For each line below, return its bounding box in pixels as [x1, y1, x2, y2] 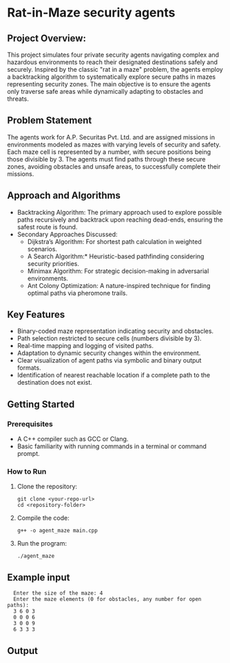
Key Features [7, 309, 65, 320]
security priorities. [27, 259, 79, 267]
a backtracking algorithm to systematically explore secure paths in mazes [7, 73, 216, 81]
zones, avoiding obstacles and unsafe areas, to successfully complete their [7, 162, 221, 171]
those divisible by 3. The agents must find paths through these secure [7, 155, 206, 163]
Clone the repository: [17, 482, 78, 491]
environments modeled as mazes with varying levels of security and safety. [7, 140, 221, 148]
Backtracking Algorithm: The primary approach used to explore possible [17, 208, 222, 216]
